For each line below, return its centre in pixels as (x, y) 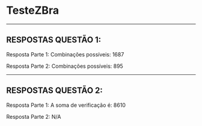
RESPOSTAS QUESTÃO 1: (54, 40)
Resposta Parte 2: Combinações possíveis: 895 (65, 66)
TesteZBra (32, 10)
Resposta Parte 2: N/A (34, 116)
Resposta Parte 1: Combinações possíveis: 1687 (65, 54)
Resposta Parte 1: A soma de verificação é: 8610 (66, 105)
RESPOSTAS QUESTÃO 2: (55, 91)
